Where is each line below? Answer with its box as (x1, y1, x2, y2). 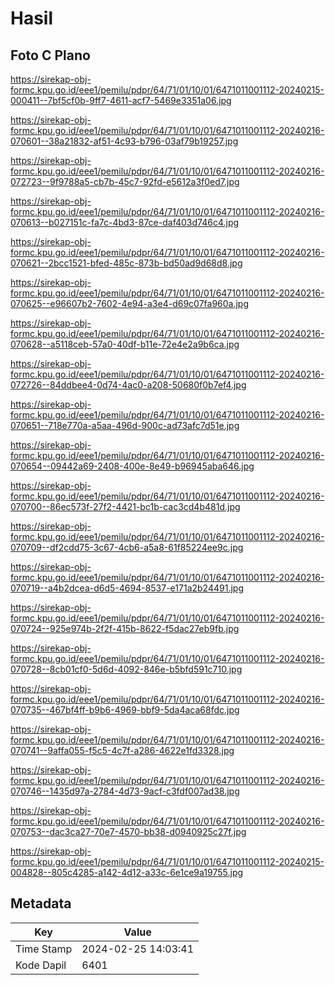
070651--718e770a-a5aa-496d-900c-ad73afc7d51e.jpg (10, 420, 240, 431)
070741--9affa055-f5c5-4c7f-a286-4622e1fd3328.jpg (10, 745, 235, 756)
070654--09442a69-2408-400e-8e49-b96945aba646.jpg (10, 460, 255, 472)
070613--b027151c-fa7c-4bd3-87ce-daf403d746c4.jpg (10, 217, 240, 228)
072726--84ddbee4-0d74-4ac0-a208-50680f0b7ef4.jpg (10, 379, 247, 391)
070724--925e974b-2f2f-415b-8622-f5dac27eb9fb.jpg (10, 623, 240, 634)
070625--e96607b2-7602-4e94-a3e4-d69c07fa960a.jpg (10, 298, 250, 309)
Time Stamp (15, 942, 73, 956)
